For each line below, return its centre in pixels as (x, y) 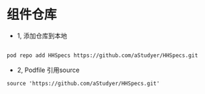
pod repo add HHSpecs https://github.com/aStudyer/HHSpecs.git (102, 55)
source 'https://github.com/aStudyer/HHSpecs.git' (83, 83)
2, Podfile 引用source (48, 70)
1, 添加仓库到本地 (42, 36)
